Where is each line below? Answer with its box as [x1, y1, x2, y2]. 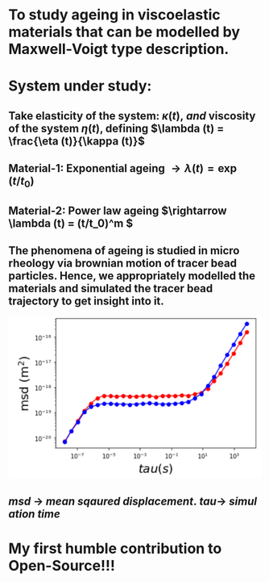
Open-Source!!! [8, 556, 115, 575]
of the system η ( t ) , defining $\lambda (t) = [8, 121, 225, 135]
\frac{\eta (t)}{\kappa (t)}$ [8, 134, 145, 148]
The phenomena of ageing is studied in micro [8, 244, 240, 258]
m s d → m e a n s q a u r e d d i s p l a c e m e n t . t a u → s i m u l [8, 494, 258, 508]
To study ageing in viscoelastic [8, 6, 221, 24]
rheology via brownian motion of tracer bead [8, 257, 238, 270]
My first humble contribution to [8, 539, 222, 558]
